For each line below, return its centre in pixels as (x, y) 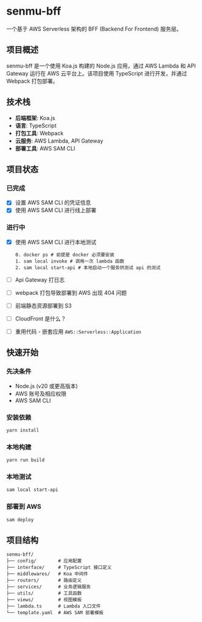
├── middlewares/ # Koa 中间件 (47, 574)
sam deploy (20, 520)
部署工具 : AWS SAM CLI (45, 148)
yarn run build (26, 460)
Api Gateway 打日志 (40, 280)
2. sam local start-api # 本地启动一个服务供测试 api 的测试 (88, 267)
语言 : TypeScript (36, 125)
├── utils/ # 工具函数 (44, 593)
